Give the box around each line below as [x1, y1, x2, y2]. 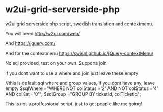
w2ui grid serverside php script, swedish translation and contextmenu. [5, 20, 154, 27]
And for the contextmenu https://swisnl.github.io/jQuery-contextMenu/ [5, 50, 154, 56]
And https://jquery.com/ [5, 40, 56, 47]
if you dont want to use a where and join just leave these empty [5, 70, 139, 76]
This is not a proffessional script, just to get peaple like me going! [5, 101, 142, 107]
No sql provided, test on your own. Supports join [5, 60, 107, 66]
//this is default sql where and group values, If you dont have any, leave [5, 80, 155, 86]
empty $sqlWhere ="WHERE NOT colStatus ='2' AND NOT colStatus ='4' [5, 85, 158, 92]
